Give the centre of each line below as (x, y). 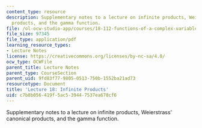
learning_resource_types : (38, 45)
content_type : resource (36, 12)
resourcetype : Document (36, 84)
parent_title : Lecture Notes (43, 67)
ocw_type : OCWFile (29, 62)
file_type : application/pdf (41, 39)
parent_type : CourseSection (41, 73)
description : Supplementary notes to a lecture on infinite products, (96, 17)
